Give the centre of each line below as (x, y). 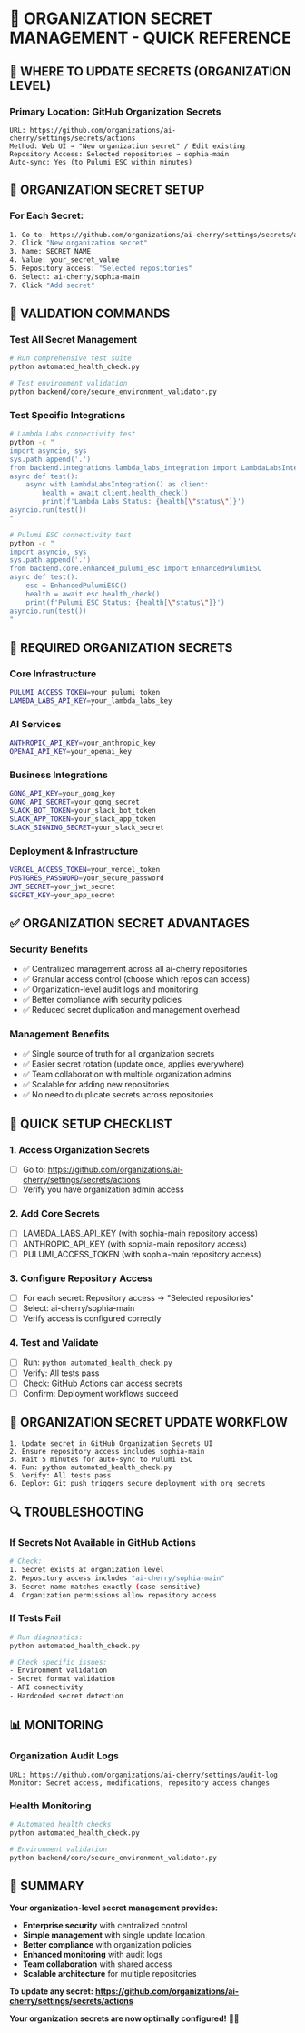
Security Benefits (49, 949)
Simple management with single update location (114, 1935)
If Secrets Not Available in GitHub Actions (103, 1542)
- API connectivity (46, 1687)
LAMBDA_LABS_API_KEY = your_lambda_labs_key (91, 701)
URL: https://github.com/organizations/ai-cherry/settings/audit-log (144, 1775)
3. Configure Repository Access (81, 1278)
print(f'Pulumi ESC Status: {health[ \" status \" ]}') (125, 602)
